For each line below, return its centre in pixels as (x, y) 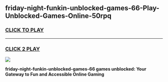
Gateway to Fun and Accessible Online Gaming (55, 74)
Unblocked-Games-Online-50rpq (58, 16)
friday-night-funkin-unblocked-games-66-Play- (82, 8)
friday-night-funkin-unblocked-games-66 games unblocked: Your (76, 69)
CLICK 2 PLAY (22, 49)
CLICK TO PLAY (24, 30)
